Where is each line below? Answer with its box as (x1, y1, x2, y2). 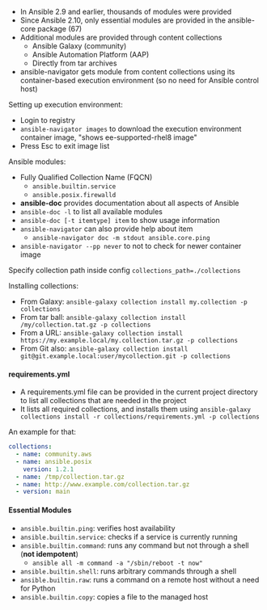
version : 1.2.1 (23, 465, 74, 473)
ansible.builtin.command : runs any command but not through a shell (19, 541, 249, 550)
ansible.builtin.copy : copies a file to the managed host (19, 591, 209, 601)
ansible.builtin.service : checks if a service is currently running (19, 532, 238, 541)
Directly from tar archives (32, 58, 117, 68)
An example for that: (8, 427, 77, 437)
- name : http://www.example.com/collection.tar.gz (15, 480, 190, 488)
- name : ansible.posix (15, 457, 92, 465)
